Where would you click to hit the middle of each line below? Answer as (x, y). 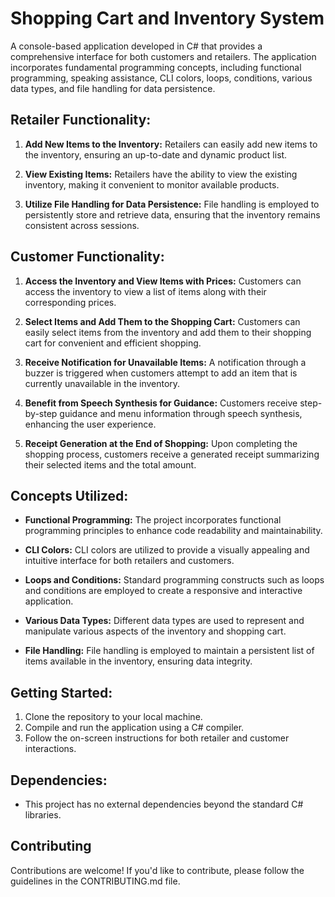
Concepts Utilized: (69, 495)
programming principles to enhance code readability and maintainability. (173, 531)
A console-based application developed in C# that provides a (136, 46)
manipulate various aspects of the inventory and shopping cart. (155, 631)
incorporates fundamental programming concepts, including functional (156, 67)
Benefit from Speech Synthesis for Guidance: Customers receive (161, 403)
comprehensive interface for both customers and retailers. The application (163, 56)
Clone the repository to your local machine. (113, 717)
